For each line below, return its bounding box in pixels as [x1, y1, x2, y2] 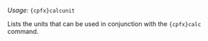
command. [7, 28, 39, 35]
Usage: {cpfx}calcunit [7, 6, 76, 14]
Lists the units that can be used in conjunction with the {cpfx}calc [7, 20, 202, 28]
